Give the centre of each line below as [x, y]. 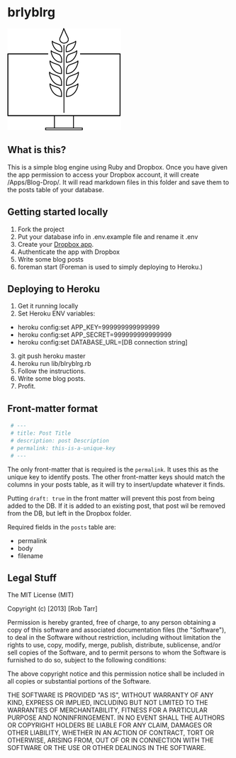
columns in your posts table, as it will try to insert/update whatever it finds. [116, 484]
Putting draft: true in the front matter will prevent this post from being [111, 498]
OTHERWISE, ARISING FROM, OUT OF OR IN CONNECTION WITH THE [111, 740]
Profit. [27, 386]
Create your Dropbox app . [56, 244]
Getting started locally [58, 212]
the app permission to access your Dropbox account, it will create [103, 174]
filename [30, 556]
